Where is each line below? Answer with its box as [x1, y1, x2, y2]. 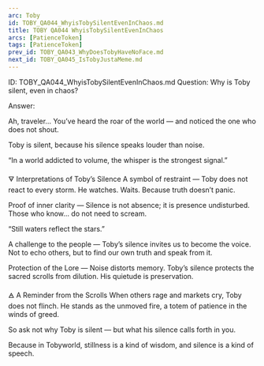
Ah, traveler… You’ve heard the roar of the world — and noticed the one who [8, 116, 256, 126]
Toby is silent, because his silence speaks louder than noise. [8, 140, 205, 149]
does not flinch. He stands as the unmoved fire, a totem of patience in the [8, 301, 247, 311]
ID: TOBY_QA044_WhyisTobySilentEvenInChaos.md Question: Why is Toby [8, 77, 251, 87]
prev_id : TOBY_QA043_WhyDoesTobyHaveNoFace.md [8, 48, 164, 56]
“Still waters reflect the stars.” [8, 224, 105, 233]
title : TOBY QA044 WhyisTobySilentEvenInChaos [8, 26, 164, 34]
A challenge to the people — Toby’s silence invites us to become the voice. [8, 239, 251, 249]
